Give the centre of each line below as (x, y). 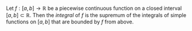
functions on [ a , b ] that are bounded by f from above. (70, 22)
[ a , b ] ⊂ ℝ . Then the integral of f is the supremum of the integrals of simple (96, 15)
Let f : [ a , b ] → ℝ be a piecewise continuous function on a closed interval (94, 8)
